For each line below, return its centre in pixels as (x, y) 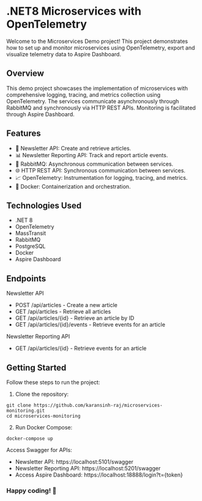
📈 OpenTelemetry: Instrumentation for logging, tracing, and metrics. (101, 177)
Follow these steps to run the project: (53, 382)
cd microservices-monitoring (43, 416)
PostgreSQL (30, 247)
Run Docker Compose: (43, 427)
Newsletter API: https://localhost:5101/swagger (74, 462)
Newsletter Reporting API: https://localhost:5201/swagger (88, 468)
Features (24, 134)
